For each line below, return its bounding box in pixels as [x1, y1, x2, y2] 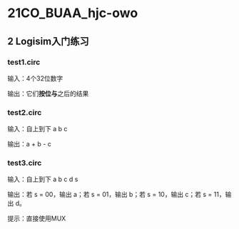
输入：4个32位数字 [7, 73, 63, 83]
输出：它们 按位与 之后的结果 [7, 89, 89, 98]
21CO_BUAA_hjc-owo [7, 5, 138, 21]
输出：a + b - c [7, 140, 51, 148]
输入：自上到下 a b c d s [7, 175, 78, 183]
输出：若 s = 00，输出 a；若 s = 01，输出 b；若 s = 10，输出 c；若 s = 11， [7, 190, 226, 199]
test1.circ [7, 57, 41, 67]
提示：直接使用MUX [7, 214, 66, 223]
